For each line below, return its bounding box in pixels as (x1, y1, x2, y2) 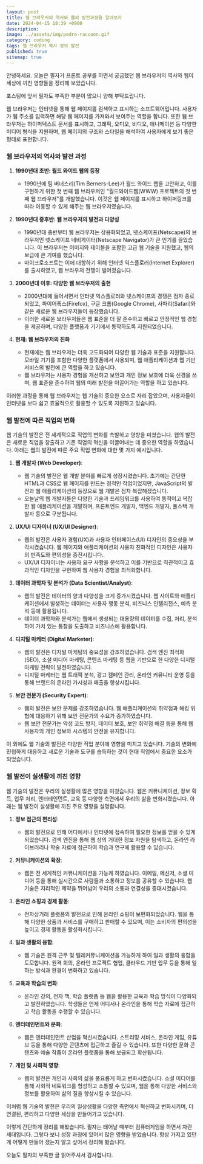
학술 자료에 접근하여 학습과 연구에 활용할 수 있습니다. (50, 843, 175, 851)
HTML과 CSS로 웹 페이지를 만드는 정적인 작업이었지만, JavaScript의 (24, 480, 187, 487)
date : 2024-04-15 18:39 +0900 (6, 20, 83, 26)
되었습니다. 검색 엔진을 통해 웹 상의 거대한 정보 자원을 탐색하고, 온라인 (24, 836, 189, 843)
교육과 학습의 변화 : (15, 979, 59, 987)
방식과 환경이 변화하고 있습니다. (35, 966, 110, 974)
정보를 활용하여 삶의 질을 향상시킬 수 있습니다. (24, 1089, 133, 1097)
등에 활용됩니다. (30, 607, 68, 615)
